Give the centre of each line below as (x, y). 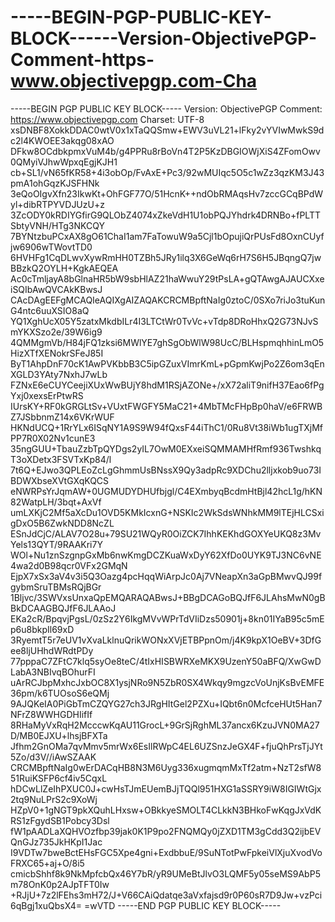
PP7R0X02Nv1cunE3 (53, 438)
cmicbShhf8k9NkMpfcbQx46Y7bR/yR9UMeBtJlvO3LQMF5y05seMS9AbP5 (165, 873)
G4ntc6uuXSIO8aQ (50, 310)
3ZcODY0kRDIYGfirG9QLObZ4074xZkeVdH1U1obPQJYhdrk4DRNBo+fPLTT (165, 215)
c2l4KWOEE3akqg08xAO (62, 140)
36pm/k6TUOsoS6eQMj (60, 693)
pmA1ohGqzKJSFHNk (55, 183)
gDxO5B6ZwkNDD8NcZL (62, 523)
